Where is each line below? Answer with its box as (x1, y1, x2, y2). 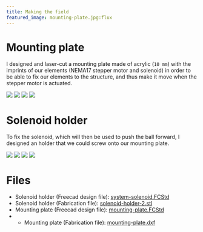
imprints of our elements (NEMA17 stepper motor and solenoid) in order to (6, 67, 191, 74)
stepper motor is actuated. (6, 80, 73, 87)
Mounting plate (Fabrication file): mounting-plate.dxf (24, 219, 156, 227)
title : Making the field (6, 8, 69, 15)
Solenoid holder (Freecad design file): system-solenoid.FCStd (15, 193, 170, 201)
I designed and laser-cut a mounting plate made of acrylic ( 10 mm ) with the (6, 60, 191, 68)
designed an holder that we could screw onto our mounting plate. (6, 140, 170, 147)
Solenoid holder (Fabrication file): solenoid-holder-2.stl (15, 200, 153, 207)
